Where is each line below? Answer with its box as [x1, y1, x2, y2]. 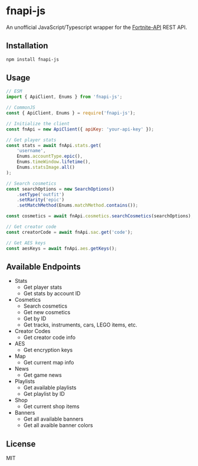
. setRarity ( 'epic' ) [16, 197, 65, 203]
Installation [6, 41, 48, 51]
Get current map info [23, 359, 74, 366]
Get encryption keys [23, 347, 73, 354]
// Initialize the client [6, 120, 70, 126]
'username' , [16, 148, 46, 154]
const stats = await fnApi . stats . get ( [6, 142, 101, 148]
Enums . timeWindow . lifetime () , [16, 159, 91, 165]
